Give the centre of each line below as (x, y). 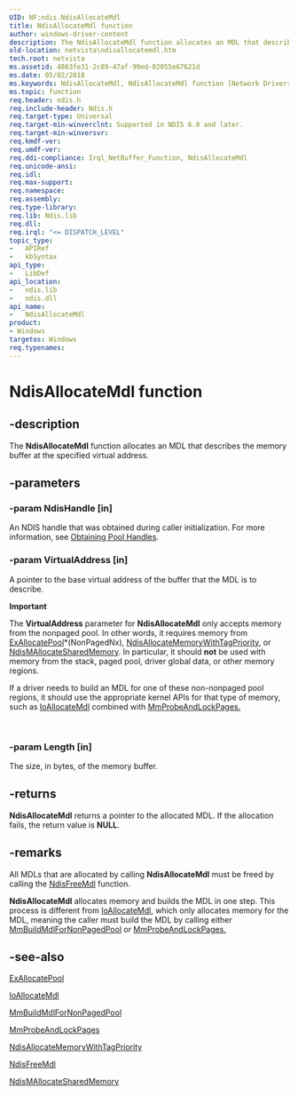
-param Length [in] (51, 747)
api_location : (35, 282)
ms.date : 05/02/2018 (47, 75)
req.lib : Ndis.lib (43, 215)
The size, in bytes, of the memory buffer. (83, 766)
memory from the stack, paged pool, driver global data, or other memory (142, 661)
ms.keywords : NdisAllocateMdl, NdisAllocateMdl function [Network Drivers (150, 83)
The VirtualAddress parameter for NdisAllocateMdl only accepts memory (145, 623)
